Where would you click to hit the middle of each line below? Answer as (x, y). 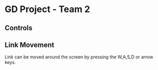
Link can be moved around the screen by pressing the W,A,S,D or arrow (79, 57)
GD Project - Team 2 (47, 9)
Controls (19, 28)
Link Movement (30, 45)
